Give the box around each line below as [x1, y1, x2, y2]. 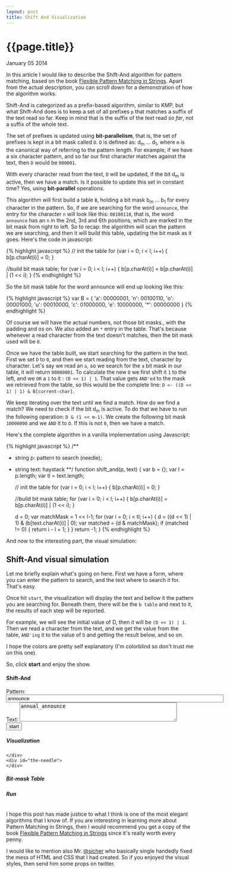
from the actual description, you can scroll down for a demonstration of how [6, 84, 193, 91]
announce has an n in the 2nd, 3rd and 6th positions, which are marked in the [6, 216, 193, 224]
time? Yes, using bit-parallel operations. [6, 185, 105, 192]
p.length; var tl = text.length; [14, 472, 85, 479]
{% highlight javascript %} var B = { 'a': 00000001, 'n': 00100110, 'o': [6, 295, 174, 302]
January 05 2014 [6, 60, 48, 67]
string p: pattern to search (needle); [14, 454, 102, 461]
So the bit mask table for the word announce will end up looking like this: [6, 283, 184, 290]
